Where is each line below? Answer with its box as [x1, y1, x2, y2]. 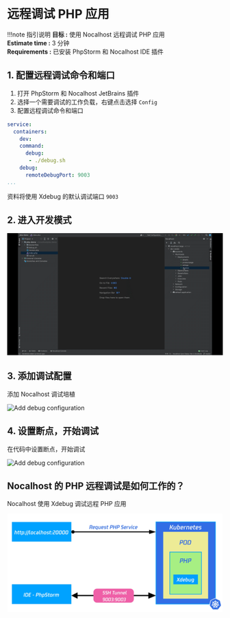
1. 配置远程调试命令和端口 [7, 69, 115, 81]
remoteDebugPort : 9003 [25, 171, 90, 179]
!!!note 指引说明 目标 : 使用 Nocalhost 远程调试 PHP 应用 [7, 30, 166, 38]
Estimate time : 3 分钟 [7, 38, 70, 47]
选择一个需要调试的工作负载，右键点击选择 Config [16, 98, 157, 106]
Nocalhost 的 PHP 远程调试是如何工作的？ [7, 480, 185, 492]
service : [7, 121, 32, 128]
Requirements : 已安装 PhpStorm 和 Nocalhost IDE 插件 [7, 47, 164, 56]
